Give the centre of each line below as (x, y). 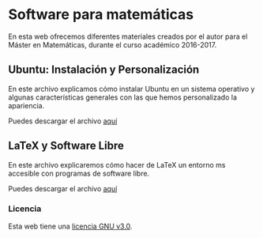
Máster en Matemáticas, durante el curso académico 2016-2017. (113, 44)
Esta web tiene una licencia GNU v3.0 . (70, 226)
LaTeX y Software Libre (66, 146)
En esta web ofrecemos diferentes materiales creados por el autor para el (128, 36)
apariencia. (26, 105)
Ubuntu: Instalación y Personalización (104, 70)
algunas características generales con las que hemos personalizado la (122, 97)
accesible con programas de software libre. (79, 173)
